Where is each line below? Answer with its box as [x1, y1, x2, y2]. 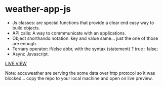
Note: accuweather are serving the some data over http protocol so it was [5, 70, 156, 76]
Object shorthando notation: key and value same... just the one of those [12, 35, 158, 41]
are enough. [12, 40, 37, 46]
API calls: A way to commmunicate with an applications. [12, 30, 126, 36]
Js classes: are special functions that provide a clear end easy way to [12, 20, 154, 26]
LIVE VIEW [5, 60, 27, 66]
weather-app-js [5, 3, 71, 15]
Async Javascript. [12, 51, 49, 57]
